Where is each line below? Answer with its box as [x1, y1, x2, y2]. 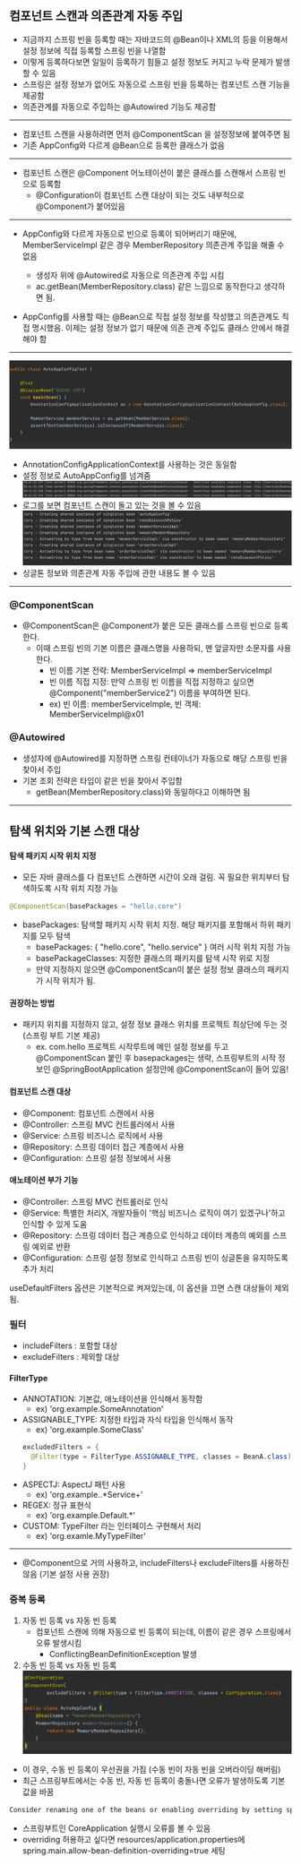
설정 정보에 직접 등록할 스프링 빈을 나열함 [21, 45, 167, 56]
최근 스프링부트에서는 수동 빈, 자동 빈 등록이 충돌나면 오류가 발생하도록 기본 [21, 1775, 286, 1785]
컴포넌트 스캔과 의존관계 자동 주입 [9, 8, 184, 24]
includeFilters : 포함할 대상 [21, 1340, 118, 1351]
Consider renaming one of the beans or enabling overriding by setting [9, 1805, 282, 1814]
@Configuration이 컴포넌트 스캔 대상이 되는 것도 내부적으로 [35, 189, 245, 200]
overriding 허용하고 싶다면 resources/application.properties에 [21, 1834, 245, 1844]
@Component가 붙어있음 [35, 201, 125, 211]
